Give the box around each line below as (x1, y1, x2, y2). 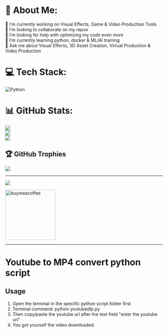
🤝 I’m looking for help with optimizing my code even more (5, 32, 123, 38)
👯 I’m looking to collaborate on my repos (5, 26, 88, 32)
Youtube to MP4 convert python (5, 256, 141, 268)
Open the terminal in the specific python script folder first (12, 300, 131, 306)
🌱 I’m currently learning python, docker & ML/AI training (5, 37, 120, 43)
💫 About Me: (5, 5, 58, 16)
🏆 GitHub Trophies (5, 150, 66, 159)
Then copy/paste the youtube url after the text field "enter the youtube (12, 311, 157, 317)
